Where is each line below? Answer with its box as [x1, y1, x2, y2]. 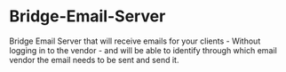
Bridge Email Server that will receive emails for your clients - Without [9, 36, 261, 46]
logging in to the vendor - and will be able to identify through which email [9, 44, 277, 55]
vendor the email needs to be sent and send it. [9, 54, 179, 65]
